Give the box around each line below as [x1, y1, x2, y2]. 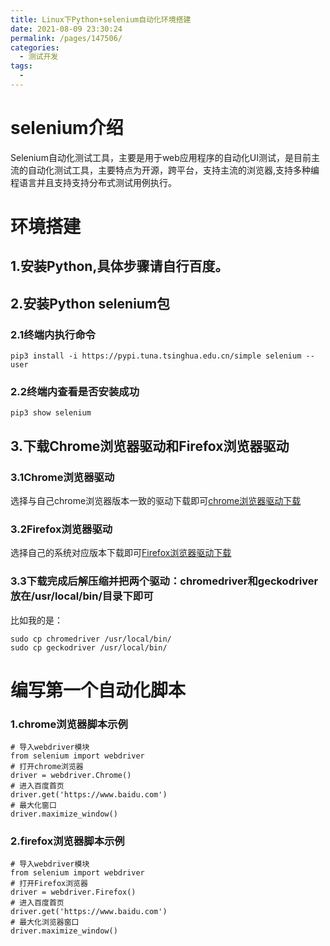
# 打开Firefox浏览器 [10, 879, 88, 889]
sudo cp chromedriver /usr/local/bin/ [10, 634, 172, 644]
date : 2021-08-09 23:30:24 [10, 24, 123, 34]
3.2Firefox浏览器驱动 [10, 522, 113, 536]
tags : [10, 61, 33, 71]
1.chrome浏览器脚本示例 [10, 717, 128, 731]
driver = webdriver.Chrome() [10, 771, 132, 781]
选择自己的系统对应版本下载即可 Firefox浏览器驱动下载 [10, 547, 232, 559]
